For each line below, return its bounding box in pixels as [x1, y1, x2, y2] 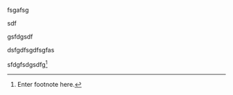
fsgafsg [7, 6, 29, 14]
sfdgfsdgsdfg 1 [7, 59, 48, 68]
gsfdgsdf [7, 32, 33, 41]
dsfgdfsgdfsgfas [7, 46, 55, 54]
